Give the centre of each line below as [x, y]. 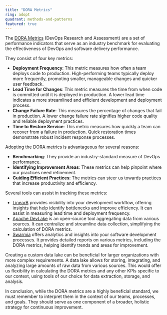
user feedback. [28, 84]
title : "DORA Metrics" [29, 10]
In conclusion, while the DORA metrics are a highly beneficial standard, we [82, 291]
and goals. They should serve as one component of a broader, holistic [77, 302]
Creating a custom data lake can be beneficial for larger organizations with [82, 255]
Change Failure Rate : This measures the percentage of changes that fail [87, 111]
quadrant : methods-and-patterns [39, 19]
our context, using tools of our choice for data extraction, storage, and [77, 276]
